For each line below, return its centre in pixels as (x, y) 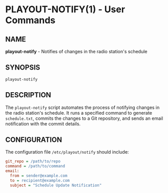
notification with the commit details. (43, 123)
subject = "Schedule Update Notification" (56, 185)
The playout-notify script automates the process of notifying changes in (82, 107)
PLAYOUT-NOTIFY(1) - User (65, 9)
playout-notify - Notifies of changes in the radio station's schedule (76, 51)
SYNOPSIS (23, 68)
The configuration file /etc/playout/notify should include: (67, 152)
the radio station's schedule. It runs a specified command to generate (79, 113)
